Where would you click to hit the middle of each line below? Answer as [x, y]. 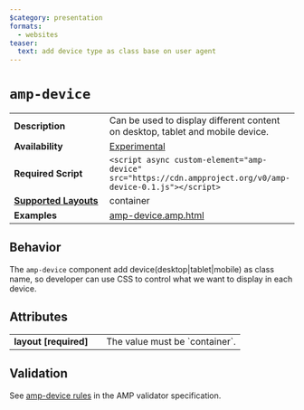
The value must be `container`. [171, 341]
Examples [35, 215]
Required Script [48, 174]
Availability [38, 147]
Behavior [35, 248]
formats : [26, 26]
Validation [38, 373]
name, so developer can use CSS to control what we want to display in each [151, 279]
